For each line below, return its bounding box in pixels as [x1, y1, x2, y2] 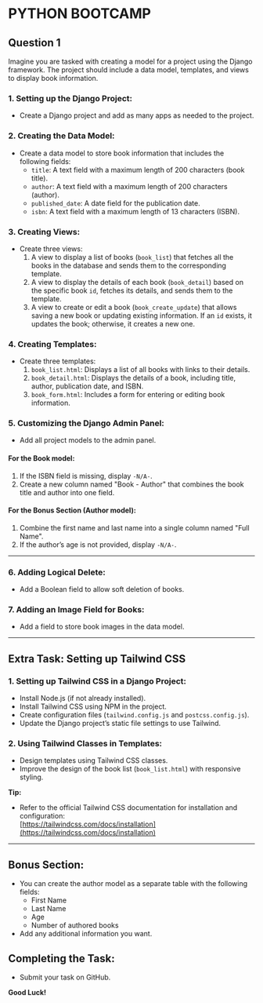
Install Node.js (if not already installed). [19, 694, 146, 703]
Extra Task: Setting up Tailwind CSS [8, 652, 186, 666]
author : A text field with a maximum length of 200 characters [31, 181, 229, 191]
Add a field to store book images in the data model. [19, 622, 185, 632]
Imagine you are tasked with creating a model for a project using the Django [8, 57, 253, 66]
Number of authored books [31, 921, 119, 930]
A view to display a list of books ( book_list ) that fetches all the [31, 252, 234, 261]
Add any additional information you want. [19, 929, 153, 939]
